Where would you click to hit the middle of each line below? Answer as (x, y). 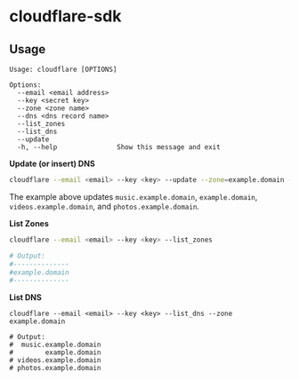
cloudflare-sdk (65, 16)
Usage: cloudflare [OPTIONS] (63, 69)
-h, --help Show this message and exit (119, 147)
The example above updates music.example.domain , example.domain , (133, 196)
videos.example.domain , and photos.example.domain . (105, 206)
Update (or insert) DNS (52, 163)
